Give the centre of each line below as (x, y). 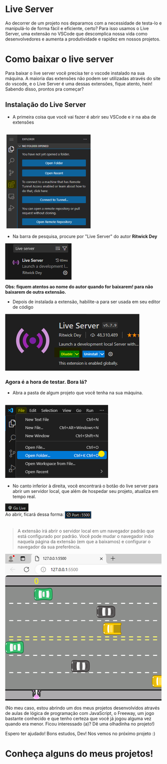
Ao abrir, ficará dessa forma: (34, 514)
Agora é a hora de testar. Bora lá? (46, 382)
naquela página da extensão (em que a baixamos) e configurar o (84, 541)
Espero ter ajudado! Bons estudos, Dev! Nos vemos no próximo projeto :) (80, 733)
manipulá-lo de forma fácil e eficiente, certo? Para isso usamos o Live (77, 28)
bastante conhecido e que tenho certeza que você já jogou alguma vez (78, 718)
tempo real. (24, 496)
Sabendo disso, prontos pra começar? (44, 89)
